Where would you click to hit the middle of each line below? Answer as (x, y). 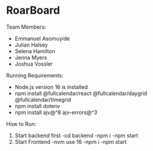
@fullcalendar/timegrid (43, 100)
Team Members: (26, 27)
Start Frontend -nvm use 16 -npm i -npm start (71, 141)
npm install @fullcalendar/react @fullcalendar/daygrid (81, 93)
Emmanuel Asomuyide (42, 38)
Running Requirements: (35, 75)
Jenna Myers (31, 57)
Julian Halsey (31, 45)
